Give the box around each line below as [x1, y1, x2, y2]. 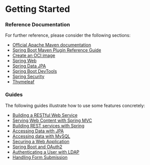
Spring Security [12, 73, 45, 80]
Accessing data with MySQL [12, 133, 71, 139]
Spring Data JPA [12, 63, 46, 69]
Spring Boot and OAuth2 [12, 144, 63, 150]
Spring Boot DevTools [12, 68, 57, 74]
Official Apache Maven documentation [12, 42, 91, 48]
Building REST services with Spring [12, 122, 84, 128]
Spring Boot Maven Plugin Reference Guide [12, 47, 101, 53]
